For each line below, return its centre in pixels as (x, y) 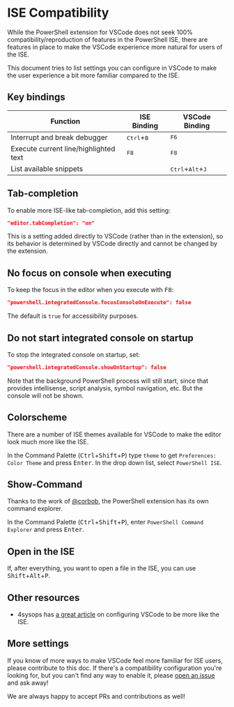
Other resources (44, 598)
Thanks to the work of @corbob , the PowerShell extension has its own (108, 501)
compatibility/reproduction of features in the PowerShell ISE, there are (108, 39)
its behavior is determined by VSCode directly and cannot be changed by (112, 244)
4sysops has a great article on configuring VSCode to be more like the (118, 614)
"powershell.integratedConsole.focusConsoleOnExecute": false (99, 303)
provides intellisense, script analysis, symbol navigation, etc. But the (105, 388)
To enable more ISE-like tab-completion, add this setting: (89, 210)
